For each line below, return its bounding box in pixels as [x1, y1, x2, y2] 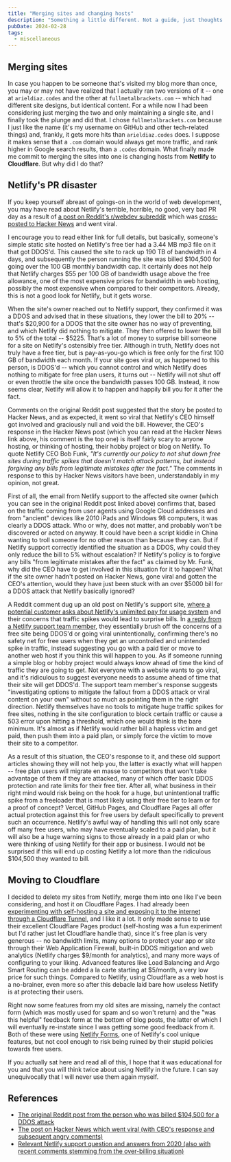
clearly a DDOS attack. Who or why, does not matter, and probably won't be [8, 521, 222, 529]
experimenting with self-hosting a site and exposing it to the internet [8, 907, 201, 915]
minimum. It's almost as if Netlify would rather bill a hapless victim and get [8, 724, 218, 733]
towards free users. [8, 1044, 63, 1053]
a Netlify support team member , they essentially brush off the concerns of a [8, 622, 222, 630]
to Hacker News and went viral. [29, 219, 118, 227]
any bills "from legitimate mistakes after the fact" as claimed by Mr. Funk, [8, 557, 215, 566]
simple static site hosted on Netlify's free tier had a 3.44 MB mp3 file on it [8, 240, 217, 248]
